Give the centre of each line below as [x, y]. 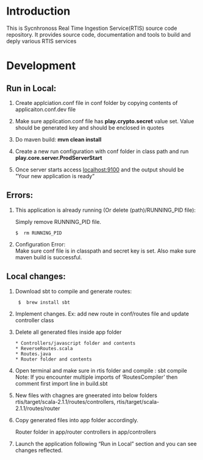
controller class [34, 320]
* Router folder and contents [54, 359]
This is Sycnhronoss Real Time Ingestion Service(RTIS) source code [92, 28]
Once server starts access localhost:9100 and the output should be [99, 170]
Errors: [20, 196]
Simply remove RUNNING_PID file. [58, 221]
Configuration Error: [40, 244]
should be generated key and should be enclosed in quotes [90, 128]
